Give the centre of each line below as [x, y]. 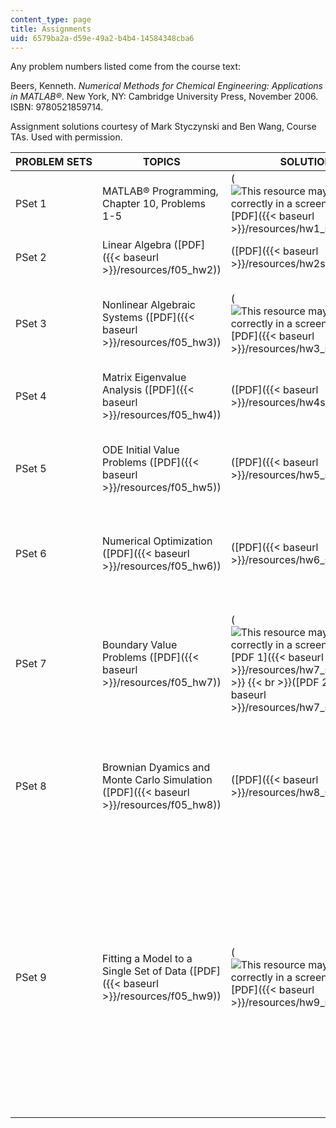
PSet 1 [31, 204]
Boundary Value [140, 645]
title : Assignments [51, 29]
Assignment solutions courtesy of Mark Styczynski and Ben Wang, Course [163, 127]
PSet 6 [31, 554]
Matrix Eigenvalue [144, 378]
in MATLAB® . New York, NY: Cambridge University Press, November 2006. [164, 97]
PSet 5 [31, 469]
